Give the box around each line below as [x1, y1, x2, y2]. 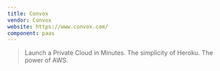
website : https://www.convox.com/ [7, 23, 109, 30]
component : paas [7, 29, 55, 37]
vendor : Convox [7, 17, 52, 24]
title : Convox [7, 10, 49, 17]
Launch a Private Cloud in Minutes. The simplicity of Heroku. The [24, 49, 213, 57]
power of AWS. [24, 56, 69, 65]
